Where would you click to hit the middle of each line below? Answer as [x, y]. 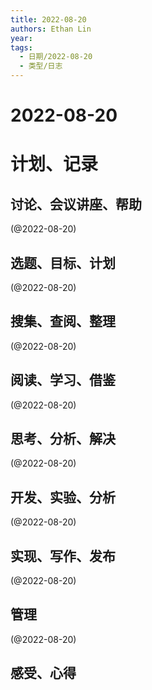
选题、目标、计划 [63, 262]
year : [21, 38]
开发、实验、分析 [63, 497]
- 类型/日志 [41, 66]
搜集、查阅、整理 [63, 321]
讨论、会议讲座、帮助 [76, 204]
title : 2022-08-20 [48, 19]
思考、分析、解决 [63, 439]
